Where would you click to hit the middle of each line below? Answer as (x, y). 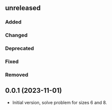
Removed (17, 75)
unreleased (23, 8)
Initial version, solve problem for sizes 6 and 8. (59, 102)
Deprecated (20, 49)
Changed (17, 35)
